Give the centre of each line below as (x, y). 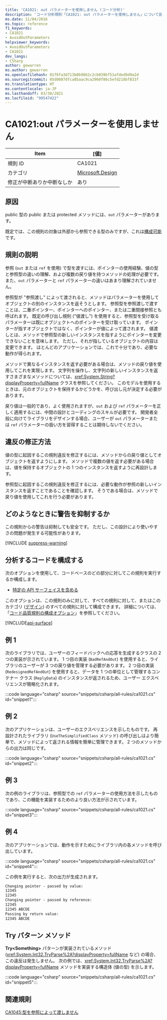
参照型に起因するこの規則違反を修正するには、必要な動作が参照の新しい (79, 484)
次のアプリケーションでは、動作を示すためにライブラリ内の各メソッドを (79, 845)
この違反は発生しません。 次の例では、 (45, 961)
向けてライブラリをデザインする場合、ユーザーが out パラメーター (81, 418)
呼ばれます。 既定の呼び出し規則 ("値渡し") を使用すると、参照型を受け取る (82, 316)
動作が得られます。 (25, 353)
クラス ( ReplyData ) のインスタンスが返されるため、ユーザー (80, 678)
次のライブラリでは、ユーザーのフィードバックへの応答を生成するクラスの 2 (83, 653)
